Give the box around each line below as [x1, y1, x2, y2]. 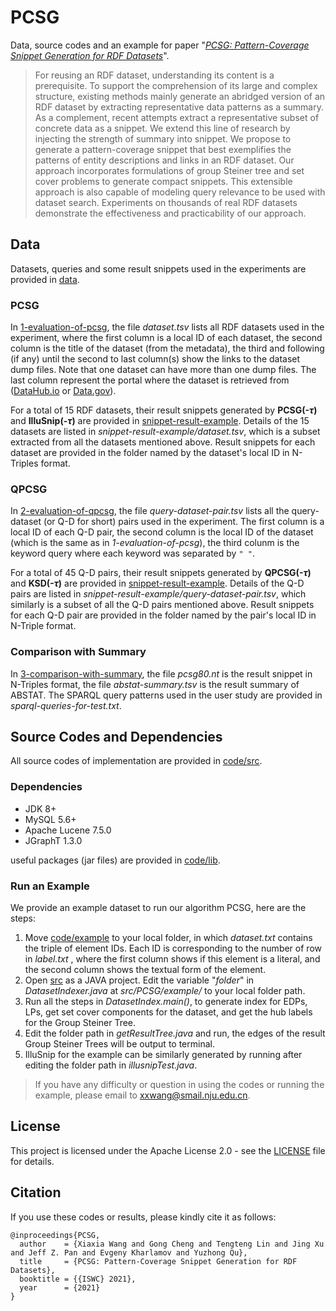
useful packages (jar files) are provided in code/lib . [10, 854, 221, 866]
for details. [10, 1155, 55, 1167]
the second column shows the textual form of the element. [24, 964, 267, 976]
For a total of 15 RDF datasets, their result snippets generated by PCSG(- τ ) [10, 404, 318, 416]
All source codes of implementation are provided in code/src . [10, 755, 263, 767]
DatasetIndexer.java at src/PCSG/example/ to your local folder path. [24, 985, 306, 997]
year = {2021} [19, 1282, 101, 1293]
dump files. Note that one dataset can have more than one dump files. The [10, 364, 317, 376]
